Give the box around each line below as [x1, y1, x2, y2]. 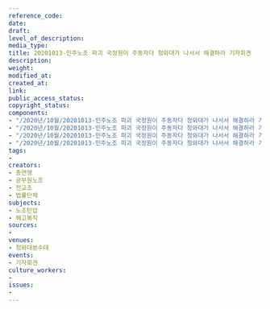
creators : [8, 162, 42, 170]
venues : [8, 237, 35, 245]
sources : [8, 221, 38, 229]
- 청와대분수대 [8, 244, 49, 252]
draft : [8, 27, 31, 35]
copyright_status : [8, 101, 70, 109]
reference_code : [8, 11, 63, 20]
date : [8, 19, 27, 27]
